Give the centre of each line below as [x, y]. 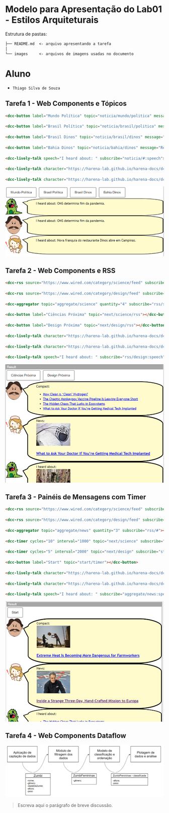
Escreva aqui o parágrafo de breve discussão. [65, 805]
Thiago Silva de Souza [36, 88]
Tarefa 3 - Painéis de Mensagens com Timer [76, 497]
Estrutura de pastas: [26, 34]
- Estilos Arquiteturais [52, 20]
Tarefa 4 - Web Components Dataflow [66, 736]
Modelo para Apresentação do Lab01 [84, 9]
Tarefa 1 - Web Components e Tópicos [66, 104]
